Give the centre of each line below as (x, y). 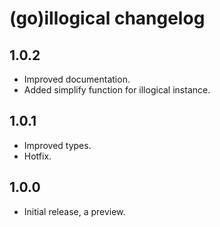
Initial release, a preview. (74, 211)
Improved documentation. (77, 79)
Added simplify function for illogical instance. (117, 90)
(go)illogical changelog (107, 18)
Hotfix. (37, 156)
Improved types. (57, 145)
